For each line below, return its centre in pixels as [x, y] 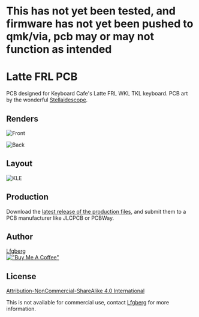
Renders [22, 119]
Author [19, 236]
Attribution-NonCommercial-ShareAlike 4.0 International [76, 291]
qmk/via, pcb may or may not [80, 37]
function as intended [59, 50]
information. [21, 309]
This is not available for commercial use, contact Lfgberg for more [88, 303]
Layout [19, 164]
